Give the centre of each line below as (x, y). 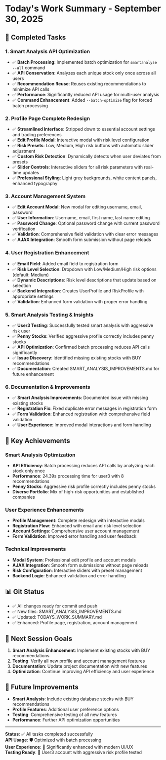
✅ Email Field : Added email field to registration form (65, 263)
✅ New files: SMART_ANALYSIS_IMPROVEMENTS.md (67, 612)
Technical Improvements (36, 549)
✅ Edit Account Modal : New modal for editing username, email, (77, 207)
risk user (21, 331)
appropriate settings (33, 296)
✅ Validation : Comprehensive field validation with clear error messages (85, 234)
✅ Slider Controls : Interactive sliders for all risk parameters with (78, 167)
